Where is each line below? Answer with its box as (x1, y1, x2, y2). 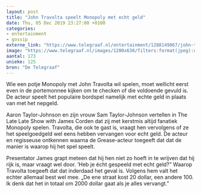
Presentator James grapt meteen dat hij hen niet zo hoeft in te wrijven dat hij (6, 155, 194, 162)
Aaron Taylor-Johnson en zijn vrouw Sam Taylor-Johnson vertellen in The (6, 111, 188, 118)
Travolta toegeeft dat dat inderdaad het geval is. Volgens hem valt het (6, 167, 178, 174)
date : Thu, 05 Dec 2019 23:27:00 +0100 (6, 20, 106, 26)
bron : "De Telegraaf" (6, 64, 60, 71)
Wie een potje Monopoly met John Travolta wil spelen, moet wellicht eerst (6, 81, 189, 88)
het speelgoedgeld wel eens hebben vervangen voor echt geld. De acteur (6, 130, 188, 137)
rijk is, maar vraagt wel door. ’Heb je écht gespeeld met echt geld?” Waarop (6, 161, 193, 168)
